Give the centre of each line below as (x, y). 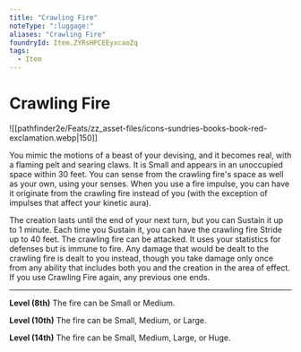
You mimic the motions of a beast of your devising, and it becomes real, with (150, 155)
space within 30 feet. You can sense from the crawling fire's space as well (146, 174)
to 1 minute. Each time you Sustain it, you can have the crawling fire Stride (146, 229)
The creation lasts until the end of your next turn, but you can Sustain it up (146, 219)
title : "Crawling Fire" (54, 17)
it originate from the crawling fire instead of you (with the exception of (139, 193)
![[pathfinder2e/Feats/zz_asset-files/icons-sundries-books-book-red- (138, 128)
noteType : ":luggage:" (52, 26)
